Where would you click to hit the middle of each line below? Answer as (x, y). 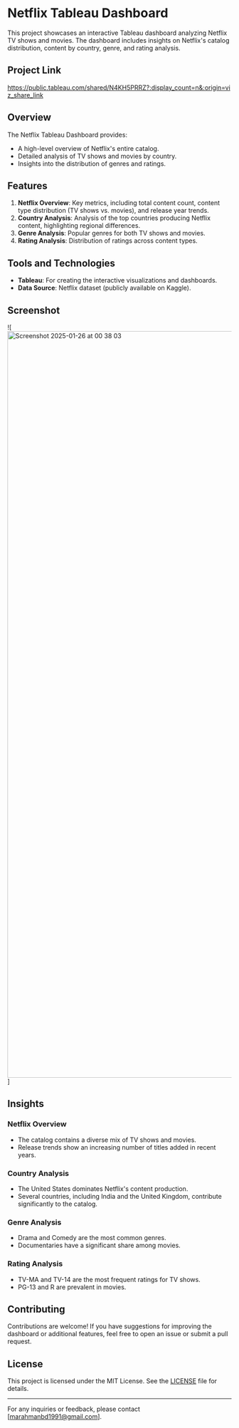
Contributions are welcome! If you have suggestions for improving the (110, 1326)
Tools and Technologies (62, 263)
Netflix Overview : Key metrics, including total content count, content (119, 203)
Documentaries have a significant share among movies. (99, 1245)
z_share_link (26, 95)
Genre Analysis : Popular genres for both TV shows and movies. (111, 233)
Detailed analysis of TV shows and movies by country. (97, 156)
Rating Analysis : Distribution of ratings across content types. (107, 241)
